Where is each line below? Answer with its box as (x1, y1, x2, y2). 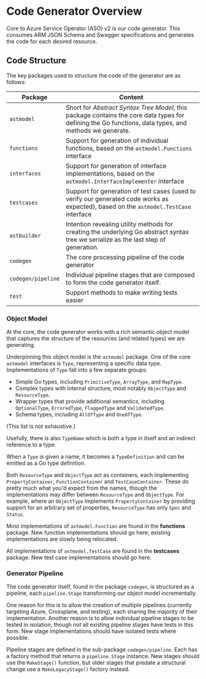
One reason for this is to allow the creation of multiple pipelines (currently (6, 602, 192, 609)
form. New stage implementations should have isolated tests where (6, 627, 177, 635)
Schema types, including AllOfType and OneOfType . (15, 411, 143, 418)
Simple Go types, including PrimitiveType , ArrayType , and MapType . (15, 378, 183, 386)
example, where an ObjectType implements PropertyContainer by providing (6, 497, 196, 505)
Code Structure (6, 55, 66, 66)
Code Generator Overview (6, 4, 142, 18)
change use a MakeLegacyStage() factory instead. (6, 665, 130, 673)
